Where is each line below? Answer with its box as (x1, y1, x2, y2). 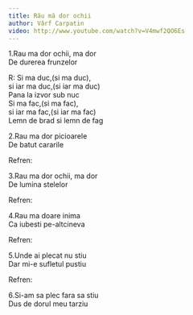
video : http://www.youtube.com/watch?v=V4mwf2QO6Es (8, 27, 185, 35)
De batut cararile (8, 140, 64, 150)
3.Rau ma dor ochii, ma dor (8, 171, 98, 181)
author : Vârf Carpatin (8, 19, 84, 27)
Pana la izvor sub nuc (8, 90, 80, 100)
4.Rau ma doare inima (8, 211, 80, 221)
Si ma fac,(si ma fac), (8, 98, 79, 109)
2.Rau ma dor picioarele (8, 131, 88, 141)
